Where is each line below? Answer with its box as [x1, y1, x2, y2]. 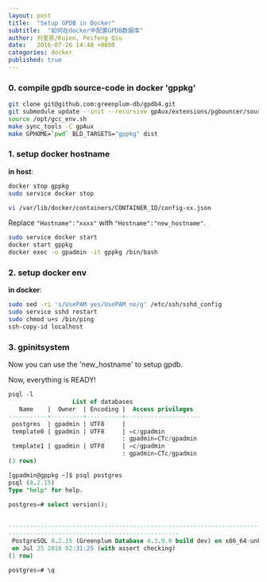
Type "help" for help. [8, 486, 83, 494]
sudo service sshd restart [8, 308, 98, 316]
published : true [8, 56, 62, 64]
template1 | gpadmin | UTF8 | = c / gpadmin [11, 442, 165, 450]
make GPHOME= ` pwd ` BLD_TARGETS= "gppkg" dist [8, 130, 158, 138]
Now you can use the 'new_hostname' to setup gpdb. [8, 359, 184, 370]
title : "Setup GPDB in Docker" [8, 19, 115, 27]
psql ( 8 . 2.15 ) [8, 479, 56, 487]
